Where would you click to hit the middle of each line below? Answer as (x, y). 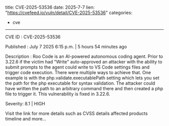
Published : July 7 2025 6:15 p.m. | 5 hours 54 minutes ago (66, 47)
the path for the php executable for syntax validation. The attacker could (80, 83)
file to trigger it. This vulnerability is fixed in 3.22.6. (58, 94)
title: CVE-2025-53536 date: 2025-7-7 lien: (50, 7)
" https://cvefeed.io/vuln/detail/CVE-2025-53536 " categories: (69, 13)
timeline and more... (26, 119)
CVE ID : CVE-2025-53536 (33, 37)
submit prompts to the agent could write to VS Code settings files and (77, 67)
